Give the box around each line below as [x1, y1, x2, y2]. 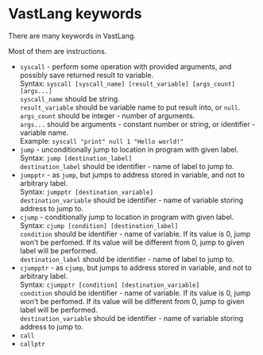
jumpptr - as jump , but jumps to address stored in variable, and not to [19, 170, 245, 179]
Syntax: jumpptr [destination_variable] [19, 187, 153, 196]
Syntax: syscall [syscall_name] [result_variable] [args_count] [19, 79, 236, 88]
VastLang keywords [8, 5, 142, 23]
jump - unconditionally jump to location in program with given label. [19, 145, 239, 154]
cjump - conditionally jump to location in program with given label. [19, 212, 234, 222]
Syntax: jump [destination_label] [19, 152, 133, 163]
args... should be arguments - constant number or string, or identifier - [19, 119, 256, 129]
